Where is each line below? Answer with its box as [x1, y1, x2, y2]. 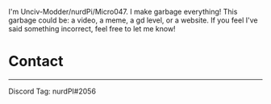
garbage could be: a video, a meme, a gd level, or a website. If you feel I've [8, 15, 258, 25]
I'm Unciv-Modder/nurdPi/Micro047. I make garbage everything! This [8, 7, 238, 16]
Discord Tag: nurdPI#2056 [8, 86, 97, 96]
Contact [8, 52, 64, 71]
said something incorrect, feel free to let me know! [8, 24, 176, 33]
